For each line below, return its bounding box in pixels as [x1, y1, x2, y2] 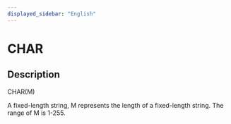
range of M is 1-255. [7, 108, 66, 117]
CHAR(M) [7, 87, 35, 96]
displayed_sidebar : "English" [7, 10, 97, 18]
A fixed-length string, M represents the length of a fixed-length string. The [7, 101, 224, 109]
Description [7, 68, 60, 81]
